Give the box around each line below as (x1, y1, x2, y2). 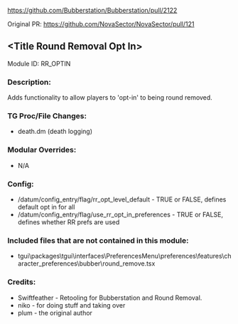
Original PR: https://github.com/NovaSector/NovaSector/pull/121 (7, 20, 195, 28)
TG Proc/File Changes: (7, 111, 87, 121)
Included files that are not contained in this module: (7, 235, 189, 245)
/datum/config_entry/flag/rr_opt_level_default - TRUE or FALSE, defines (17, 195, 227, 204)
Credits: (7, 277, 36, 287)
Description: (7, 77, 51, 87)
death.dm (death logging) (17, 127, 92, 136)
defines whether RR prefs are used (17, 218, 120, 226)
